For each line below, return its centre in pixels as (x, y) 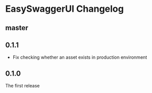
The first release (22, 86)
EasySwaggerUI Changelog (65, 9)
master (17, 28)
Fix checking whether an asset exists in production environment (80, 57)
